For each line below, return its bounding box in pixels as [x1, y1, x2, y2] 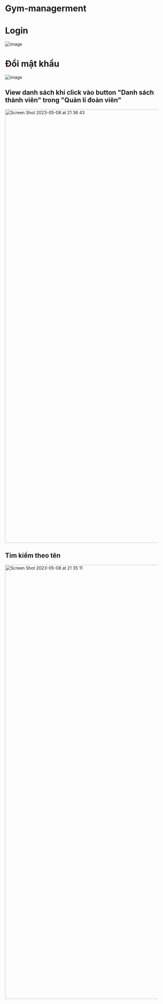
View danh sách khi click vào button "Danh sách [5, 89, 154, 97]
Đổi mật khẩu [5, 58, 60, 70]
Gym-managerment [5, 3, 86, 14]
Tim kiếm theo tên [5, 552, 61, 560]
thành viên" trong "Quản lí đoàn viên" [5, 96, 122, 105]
